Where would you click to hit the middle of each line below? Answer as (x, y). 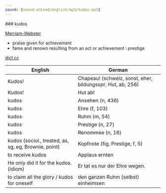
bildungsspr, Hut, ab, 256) (108, 84)
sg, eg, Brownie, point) (34, 147)
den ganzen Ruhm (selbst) (108, 177)
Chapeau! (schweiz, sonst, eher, (115, 78)
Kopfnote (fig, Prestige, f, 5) (110, 144)
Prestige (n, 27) (96, 124)
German (118, 70)
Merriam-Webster (23, 33)
